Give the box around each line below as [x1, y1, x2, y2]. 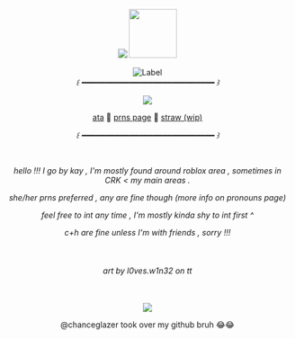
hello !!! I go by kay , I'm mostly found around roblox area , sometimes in [13, 165, 282, 175]
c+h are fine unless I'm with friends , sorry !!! [64, 227, 231, 237]
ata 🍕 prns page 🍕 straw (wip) [92, 112, 203, 122]
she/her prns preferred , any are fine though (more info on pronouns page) [8, 192, 287, 202]
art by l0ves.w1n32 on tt [103, 265, 192, 276]
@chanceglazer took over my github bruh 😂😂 [60, 319, 235, 330]
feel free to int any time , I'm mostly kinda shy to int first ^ [40, 210, 255, 220]
